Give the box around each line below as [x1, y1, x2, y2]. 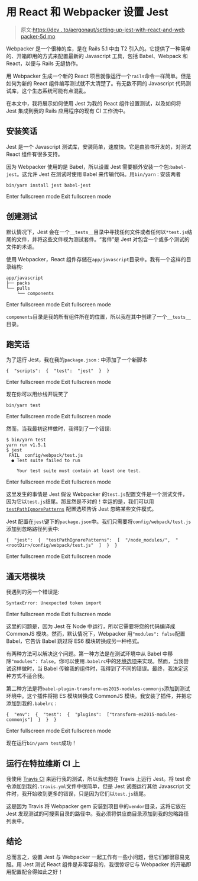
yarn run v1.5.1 [6, 442, 46, 448]
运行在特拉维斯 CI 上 [6, 758, 80, 768]
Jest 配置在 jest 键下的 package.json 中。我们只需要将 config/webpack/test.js [6, 518, 191, 525]
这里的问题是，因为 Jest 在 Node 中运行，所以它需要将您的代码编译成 [6, 623, 176, 630]
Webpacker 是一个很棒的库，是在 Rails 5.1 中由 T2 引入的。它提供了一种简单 [6, 45, 191, 52]
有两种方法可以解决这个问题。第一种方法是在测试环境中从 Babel [6, 650, 161, 658]
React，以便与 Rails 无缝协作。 [6, 60, 82, 67]
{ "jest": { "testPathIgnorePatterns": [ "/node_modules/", [6, 537, 170, 543]
